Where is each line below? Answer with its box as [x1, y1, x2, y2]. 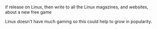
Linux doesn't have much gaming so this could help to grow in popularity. [5, 19, 152, 24]
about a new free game [5, 9, 52, 15]
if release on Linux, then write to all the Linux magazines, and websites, [5, 4, 149, 10]
